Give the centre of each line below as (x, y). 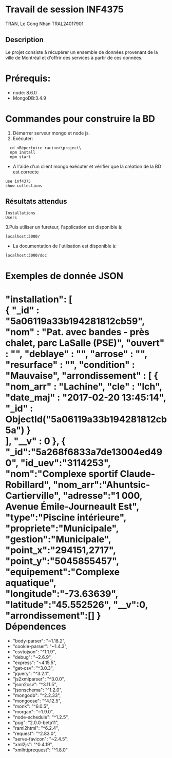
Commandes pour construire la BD (80, 119)
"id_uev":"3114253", (65, 463)
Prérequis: (28, 78)
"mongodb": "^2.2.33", (37, 695)
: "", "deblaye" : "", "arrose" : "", (76, 354)
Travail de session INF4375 (65, 9)
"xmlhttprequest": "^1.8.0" (40, 750)
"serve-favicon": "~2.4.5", (40, 739)
